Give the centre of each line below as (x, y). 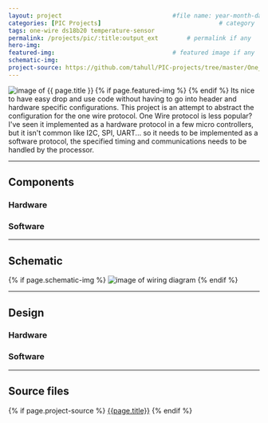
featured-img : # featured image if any (132, 53)
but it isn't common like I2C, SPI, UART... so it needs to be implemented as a (133, 132)
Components (41, 182)
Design (26, 312)
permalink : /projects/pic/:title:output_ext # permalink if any (130, 38)
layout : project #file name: (110, 16)
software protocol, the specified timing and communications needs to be (128, 141)
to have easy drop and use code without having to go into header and (122, 99)
